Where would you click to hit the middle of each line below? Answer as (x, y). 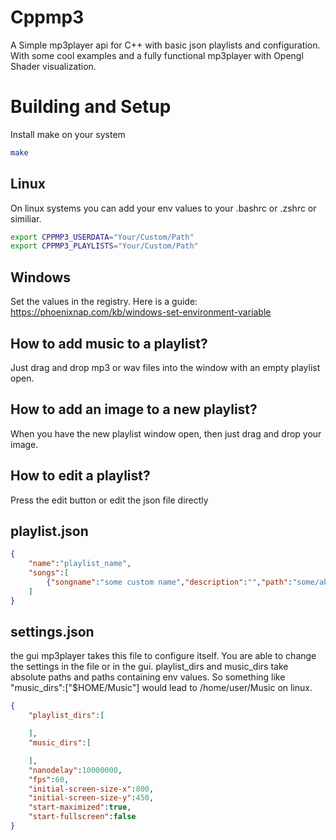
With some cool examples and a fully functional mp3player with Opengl (157, 55)
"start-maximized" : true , (80, 807)
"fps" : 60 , (49, 779)
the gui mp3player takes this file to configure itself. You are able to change (163, 656)
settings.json (52, 632)
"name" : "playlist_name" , (80, 564)
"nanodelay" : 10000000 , (75, 770)
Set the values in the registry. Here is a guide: (104, 302)
